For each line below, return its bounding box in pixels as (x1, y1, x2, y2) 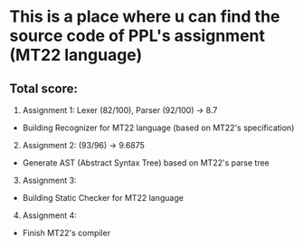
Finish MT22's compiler (22, 228, 111, 238)
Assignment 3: (22, 175, 77, 185)
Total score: (9, 81, 79, 96)
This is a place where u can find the (9, 6, 280, 27)
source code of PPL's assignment (9, 25, 265, 46)
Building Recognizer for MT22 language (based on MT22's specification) (22, 122, 295, 133)
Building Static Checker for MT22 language (22, 193, 184, 203)
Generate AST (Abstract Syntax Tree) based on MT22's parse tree (22, 157, 270, 168)
